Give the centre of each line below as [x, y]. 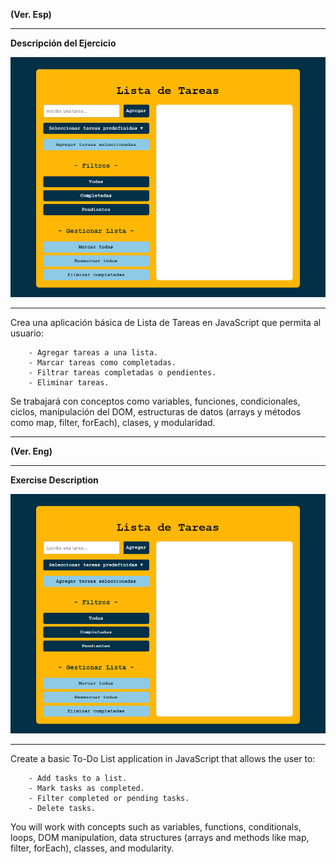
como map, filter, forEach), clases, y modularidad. [113, 422]
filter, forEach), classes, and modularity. [92, 848]
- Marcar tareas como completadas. [102, 362]
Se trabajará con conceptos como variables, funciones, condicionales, [155, 401]
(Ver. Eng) [31, 451]
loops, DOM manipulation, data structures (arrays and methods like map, [160, 838]
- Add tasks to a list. [78, 779]
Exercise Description [54, 480]
